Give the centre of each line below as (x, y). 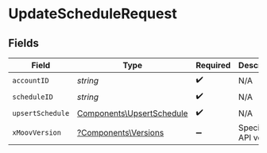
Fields (24, 43)
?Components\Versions (120, 133)
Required (213, 65)
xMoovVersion (37, 133)
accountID (31, 80)
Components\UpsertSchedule (132, 113)
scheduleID (33, 97)
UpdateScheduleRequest (93, 14)
